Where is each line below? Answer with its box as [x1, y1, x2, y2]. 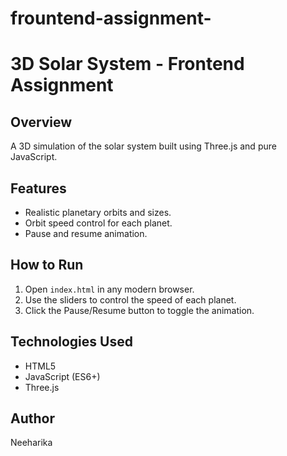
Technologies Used [10, 333, 133, 351]
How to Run [10, 257, 84, 274]
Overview [10, 113, 73, 131]
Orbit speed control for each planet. [24, 217, 173, 229]
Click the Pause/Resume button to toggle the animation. [24, 304, 255, 316]
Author [10, 410, 55, 427]
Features [10, 180, 67, 197]
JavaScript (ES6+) [24, 370, 101, 382]
